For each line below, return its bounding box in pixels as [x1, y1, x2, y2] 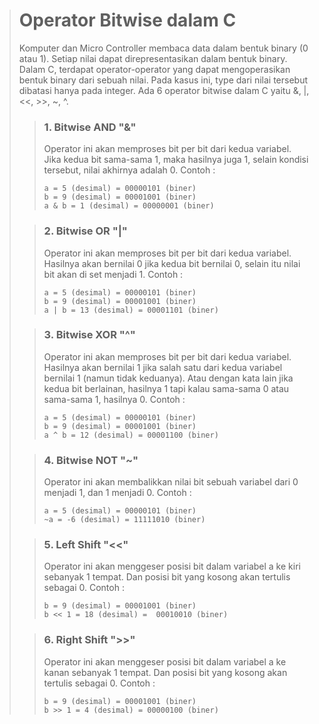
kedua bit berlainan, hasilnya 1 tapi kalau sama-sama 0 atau [43, 382, 290, 394]
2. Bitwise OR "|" [43, 224, 128, 238]
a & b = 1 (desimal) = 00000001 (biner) [43, 201, 215, 211]
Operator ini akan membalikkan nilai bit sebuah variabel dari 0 [43, 476, 299, 488]
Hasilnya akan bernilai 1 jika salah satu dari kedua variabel [43, 361, 283, 373]
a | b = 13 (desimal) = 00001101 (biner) [43, 305, 219, 315]
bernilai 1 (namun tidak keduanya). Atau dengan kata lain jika [43, 372, 294, 384]
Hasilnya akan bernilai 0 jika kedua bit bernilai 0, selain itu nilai [43, 257, 301, 269]
